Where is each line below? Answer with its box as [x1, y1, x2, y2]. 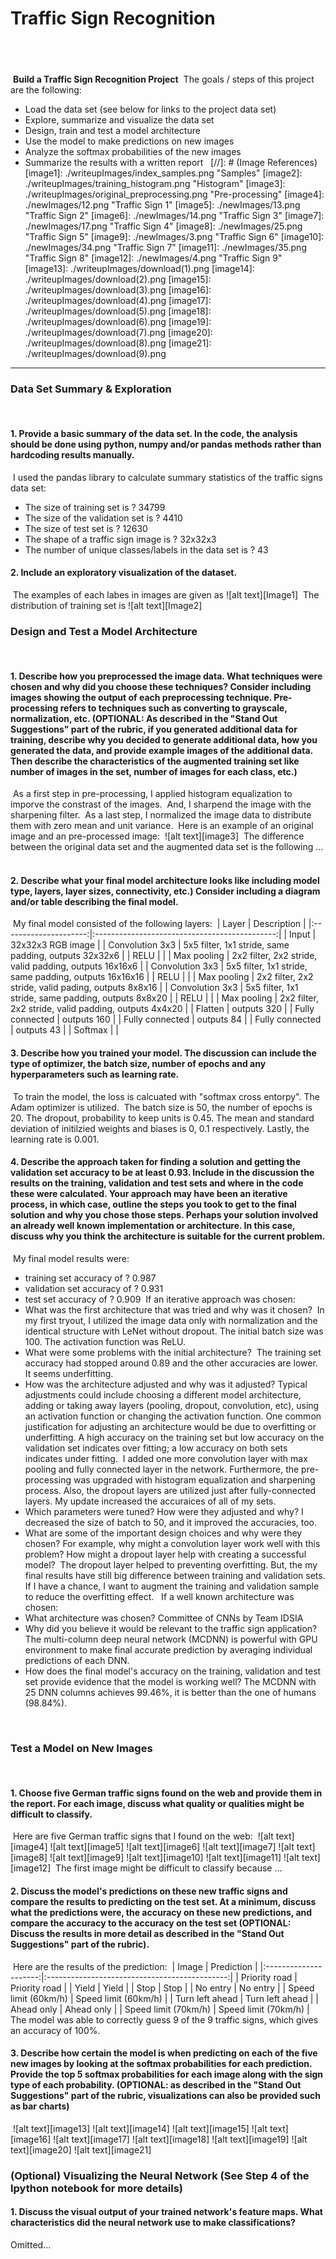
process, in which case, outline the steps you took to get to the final [10, 1198, 297, 1211]
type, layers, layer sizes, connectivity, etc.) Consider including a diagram [10, 885, 321, 897]
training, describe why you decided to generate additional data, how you [10, 733, 318, 746]
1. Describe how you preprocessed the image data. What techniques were [10, 670, 323, 682]
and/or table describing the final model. [10, 895, 179, 907]
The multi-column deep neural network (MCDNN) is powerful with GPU [24, 1633, 318, 1645]
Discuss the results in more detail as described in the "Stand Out [10, 1927, 285, 1939]
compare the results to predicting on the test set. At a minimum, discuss [10, 1895, 317, 1907]
